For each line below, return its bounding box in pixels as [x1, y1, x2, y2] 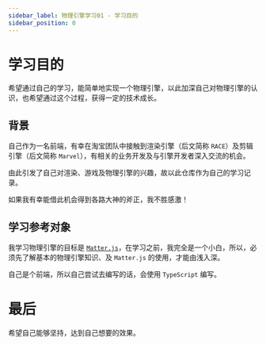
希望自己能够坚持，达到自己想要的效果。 [8, 328, 140, 337]
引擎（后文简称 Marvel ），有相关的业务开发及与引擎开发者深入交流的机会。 [8, 151, 250, 161]
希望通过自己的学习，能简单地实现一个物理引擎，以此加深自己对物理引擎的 [8, 83, 251, 93]
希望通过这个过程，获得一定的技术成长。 [28, 93, 161, 103]
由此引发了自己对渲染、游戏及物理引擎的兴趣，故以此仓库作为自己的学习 [8, 168, 244, 178]
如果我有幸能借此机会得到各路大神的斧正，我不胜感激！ [8, 195, 188, 205]
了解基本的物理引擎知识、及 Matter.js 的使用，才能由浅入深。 [21, 253, 225, 263]
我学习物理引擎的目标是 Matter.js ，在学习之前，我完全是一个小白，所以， [8, 243, 251, 252]
